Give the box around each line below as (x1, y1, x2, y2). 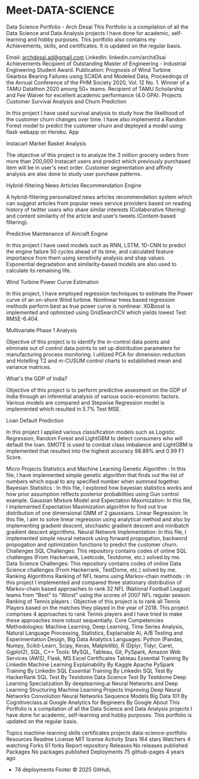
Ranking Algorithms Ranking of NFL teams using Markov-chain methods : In (6, 572, 191, 579)
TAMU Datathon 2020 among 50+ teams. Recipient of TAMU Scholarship (6, 85, 185, 92)
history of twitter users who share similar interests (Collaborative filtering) (6, 206, 187, 213)
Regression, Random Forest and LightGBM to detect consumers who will (6, 434, 183, 441)
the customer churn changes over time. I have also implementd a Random (6, 115, 187, 122)
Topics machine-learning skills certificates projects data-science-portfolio (6, 729, 188, 736)
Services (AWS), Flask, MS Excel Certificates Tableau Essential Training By (6, 654, 189, 661)
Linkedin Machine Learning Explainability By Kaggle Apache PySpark (6, 661, 175, 668)
